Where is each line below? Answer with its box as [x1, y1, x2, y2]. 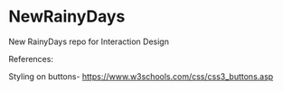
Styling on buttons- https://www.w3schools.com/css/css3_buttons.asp [8, 70, 274, 82]
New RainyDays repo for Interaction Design [8, 36, 169, 47]
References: [8, 53, 53, 64]
